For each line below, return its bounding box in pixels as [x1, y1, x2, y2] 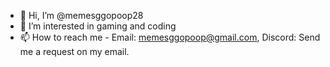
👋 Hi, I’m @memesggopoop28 [19, 10, 144, 21]
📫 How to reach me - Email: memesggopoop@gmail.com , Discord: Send [19, 31, 321, 43]
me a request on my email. [19, 46, 130, 57]
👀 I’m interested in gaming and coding [19, 20, 177, 32]
